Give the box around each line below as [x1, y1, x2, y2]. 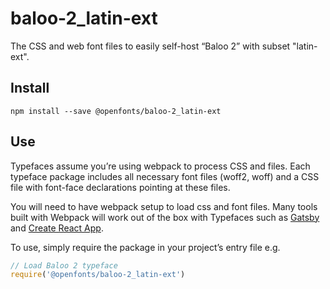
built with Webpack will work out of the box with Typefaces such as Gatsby [10, 211, 320, 223]
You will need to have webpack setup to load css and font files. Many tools [10, 200, 318, 212]
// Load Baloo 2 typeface [10, 260, 118, 271]
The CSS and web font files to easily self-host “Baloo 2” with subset [10, 40, 291, 52]
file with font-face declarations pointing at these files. [10, 181, 231, 193]
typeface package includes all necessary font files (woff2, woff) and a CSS [10, 170, 320, 182]
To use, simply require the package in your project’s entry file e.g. [10, 241, 281, 253]
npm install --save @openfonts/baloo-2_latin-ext [10, 106, 222, 116]
